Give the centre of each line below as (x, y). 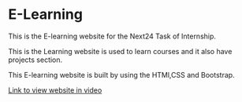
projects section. (35, 60)
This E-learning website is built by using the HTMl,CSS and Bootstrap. (121, 75)
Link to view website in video (55, 90)
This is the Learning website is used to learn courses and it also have (120, 51)
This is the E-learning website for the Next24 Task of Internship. (112, 36)
